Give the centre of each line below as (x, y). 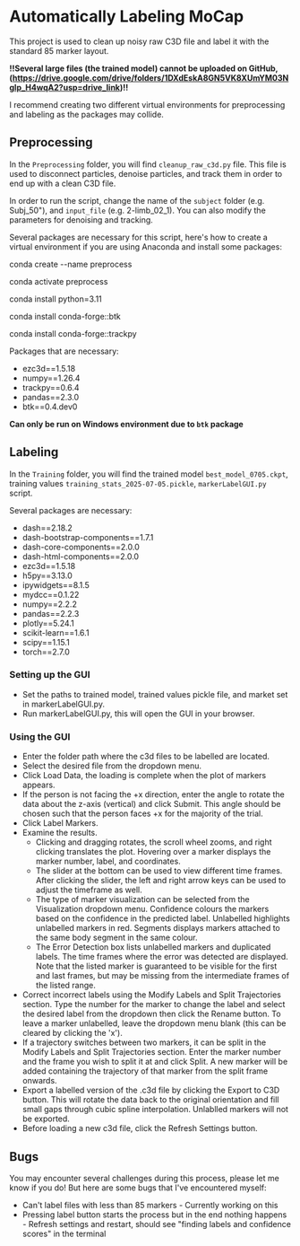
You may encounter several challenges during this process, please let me (144, 1178)
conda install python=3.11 (56, 299)
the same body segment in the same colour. (116, 938)
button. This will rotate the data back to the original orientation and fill (150, 1100)
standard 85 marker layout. (59, 50)
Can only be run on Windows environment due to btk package (126, 424)
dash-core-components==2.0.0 (81, 547)
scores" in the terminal (64, 1233)
